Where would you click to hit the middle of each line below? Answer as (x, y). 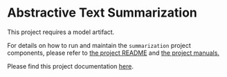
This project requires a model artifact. (61, 32)
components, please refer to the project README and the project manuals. (113, 53)
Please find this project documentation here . (70, 66)
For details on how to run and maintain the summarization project (99, 45)
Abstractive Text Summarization (102, 13)
